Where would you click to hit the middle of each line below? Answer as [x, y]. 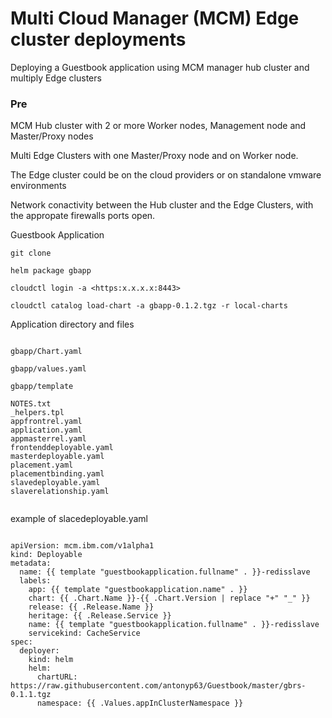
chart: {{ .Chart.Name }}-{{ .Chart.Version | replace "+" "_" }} [169, 598]
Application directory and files [72, 324]
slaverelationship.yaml [60, 492]
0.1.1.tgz [31, 695]
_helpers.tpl [37, 413]
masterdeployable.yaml [57, 457]
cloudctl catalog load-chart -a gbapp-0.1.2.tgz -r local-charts [149, 306]
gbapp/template [42, 387]
